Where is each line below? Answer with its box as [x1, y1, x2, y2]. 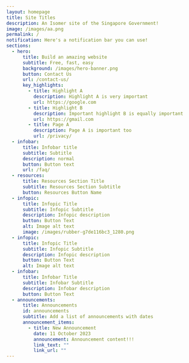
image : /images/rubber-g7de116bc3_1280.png [22, 229, 135, 235]
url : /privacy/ [33, 133, 72, 140]
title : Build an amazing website [22, 54, 108, 60]
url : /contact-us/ [22, 76, 69, 83]
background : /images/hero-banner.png [22, 65, 119, 72]
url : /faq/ [22, 167, 50, 173]
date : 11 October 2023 [33, 330, 91, 337]
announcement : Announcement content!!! [33, 336, 135, 342]
